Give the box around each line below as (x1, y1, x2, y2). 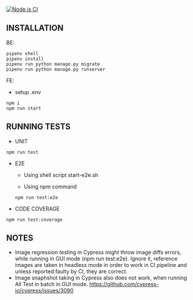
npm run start (6, 105, 42, 111)
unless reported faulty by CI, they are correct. (14, 268, 128, 275)
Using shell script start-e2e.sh (23, 171, 99, 178)
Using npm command (23, 183, 77, 190)
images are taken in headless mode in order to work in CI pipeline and (14, 262, 187, 269)
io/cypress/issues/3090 (14, 287, 73, 294)
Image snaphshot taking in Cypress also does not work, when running (14, 274, 187, 281)
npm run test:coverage (6, 217, 63, 223)
